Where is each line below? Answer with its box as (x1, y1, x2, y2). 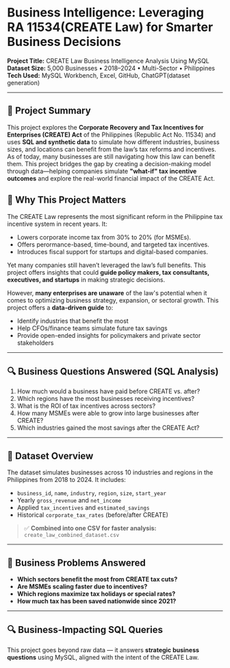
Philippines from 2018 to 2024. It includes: (7, 476, 127, 484)
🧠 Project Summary (7, 105, 91, 117)
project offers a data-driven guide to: (7, 303, 114, 312)
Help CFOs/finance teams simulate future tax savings (16, 324, 168, 332)
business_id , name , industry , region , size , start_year (16, 489, 166, 497)
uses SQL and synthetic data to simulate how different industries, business (7, 137, 220, 146)
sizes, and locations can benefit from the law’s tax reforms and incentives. (7, 145, 217, 153)
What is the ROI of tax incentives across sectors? (16, 402, 156, 410)
